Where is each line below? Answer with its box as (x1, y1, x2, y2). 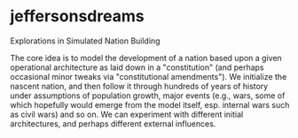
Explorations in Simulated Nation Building (10, 35, 161, 46)
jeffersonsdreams (10, 6, 145, 27)
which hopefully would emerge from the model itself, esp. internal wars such (10, 99, 290, 110)
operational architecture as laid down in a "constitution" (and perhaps (10, 62, 264, 73)
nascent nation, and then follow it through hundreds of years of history (10, 80, 269, 91)
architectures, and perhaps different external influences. (10, 118, 216, 129)
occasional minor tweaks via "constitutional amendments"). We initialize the (10, 71, 287, 81)
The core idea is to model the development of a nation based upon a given (10, 52, 282, 63)
